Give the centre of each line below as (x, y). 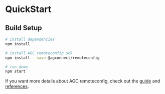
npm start (16, 71)
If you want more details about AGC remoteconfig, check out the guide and (83, 81)
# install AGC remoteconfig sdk (39, 53)
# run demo (17, 67)
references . (17, 86)
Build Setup (24, 28)
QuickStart (28, 9)
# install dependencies (30, 39)
